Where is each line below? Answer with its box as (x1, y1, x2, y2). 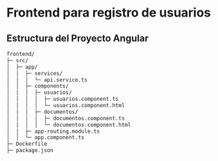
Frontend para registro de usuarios (6, 5, 211, 21)
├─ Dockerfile (6, 140, 48, 148)
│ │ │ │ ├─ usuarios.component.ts (6, 95, 119, 103)
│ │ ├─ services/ (6, 70, 63, 77)
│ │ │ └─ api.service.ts (6, 76, 88, 84)
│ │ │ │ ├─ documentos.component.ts (6, 115, 126, 122)
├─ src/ (6, 57, 29, 64)
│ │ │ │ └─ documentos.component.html (6, 121, 131, 129)
